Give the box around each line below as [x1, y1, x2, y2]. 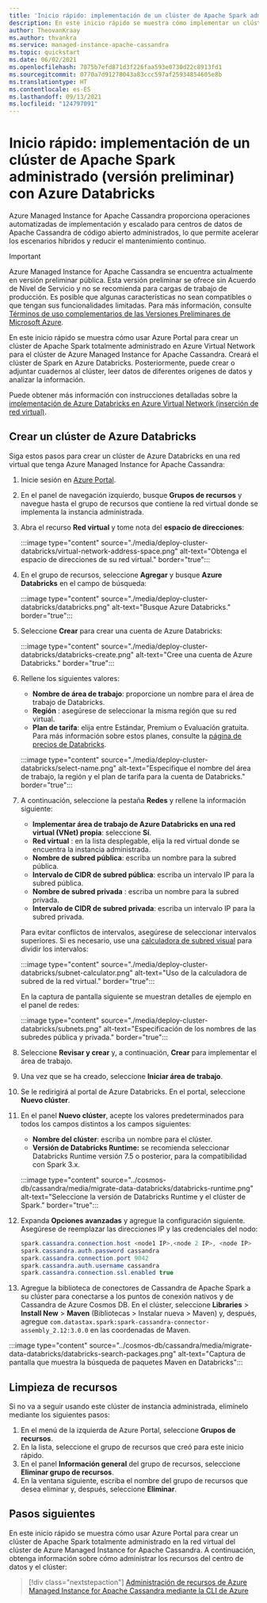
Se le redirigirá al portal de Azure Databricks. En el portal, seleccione [20, 1087, 246, 1096]
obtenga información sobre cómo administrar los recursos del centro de [9, 1553, 244, 1563]
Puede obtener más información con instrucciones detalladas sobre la [9, 390, 238, 400]
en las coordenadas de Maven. [90, 1326, 191, 1335]
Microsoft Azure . [9, 318, 64, 327]
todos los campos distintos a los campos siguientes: [20, 1119, 192, 1128]
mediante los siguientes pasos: [9, 1410, 110, 1420]
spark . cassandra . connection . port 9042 [20, 1254, 149, 1262]
